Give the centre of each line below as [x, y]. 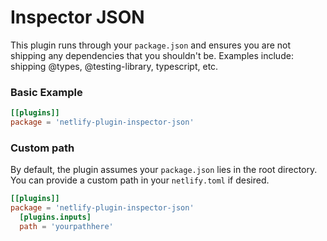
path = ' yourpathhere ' [66, 226]
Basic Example [46, 92]
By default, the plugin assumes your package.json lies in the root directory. [164, 170]
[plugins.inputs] [55, 217]
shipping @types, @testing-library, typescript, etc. [114, 66]
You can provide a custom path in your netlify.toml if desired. [140, 180]
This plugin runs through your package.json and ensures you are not [151, 45]
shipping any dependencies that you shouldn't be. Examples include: [152, 55]
